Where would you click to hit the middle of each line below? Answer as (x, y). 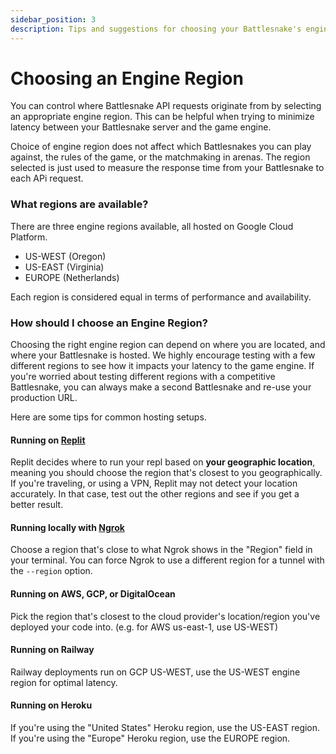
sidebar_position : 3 (53, 19)
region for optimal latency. (64, 682)
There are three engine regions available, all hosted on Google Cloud (152, 226)
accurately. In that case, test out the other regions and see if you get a (155, 494)
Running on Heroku (51, 705)
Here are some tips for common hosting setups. (108, 417)
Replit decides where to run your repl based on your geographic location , (163, 462)
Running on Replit (48, 440)
